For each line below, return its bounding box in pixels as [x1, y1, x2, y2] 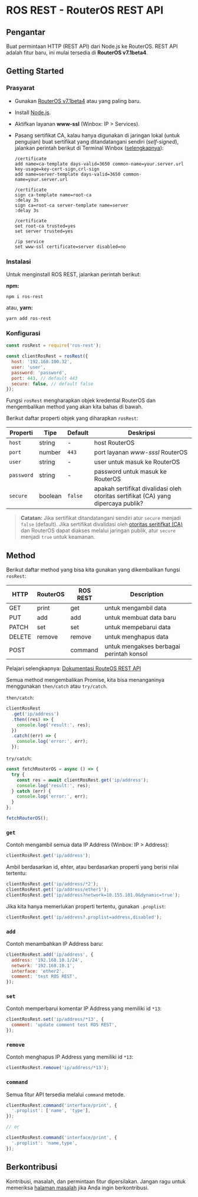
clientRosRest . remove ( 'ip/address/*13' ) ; [6, 1065, 110, 1071]
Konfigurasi [6, 329, 41, 337]
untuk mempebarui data [104, 623, 171, 632]
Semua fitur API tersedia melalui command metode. [6, 1091, 126, 1098]
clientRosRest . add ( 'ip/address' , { [6, 952, 94, 957]
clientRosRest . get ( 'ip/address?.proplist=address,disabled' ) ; [6, 914, 162, 920]
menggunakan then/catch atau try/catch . [6, 682, 108, 690]
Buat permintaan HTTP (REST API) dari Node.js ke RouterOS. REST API [6, 43, 178, 50]
